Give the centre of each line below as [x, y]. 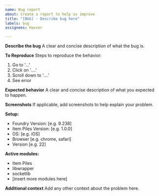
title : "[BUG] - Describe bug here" [42, 19]
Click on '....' [24, 70]
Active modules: [22, 154]
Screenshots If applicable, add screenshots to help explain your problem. [79, 105]
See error [22, 81]
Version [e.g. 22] [29, 144]
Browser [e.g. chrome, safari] [42, 139]
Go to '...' [21, 65]
